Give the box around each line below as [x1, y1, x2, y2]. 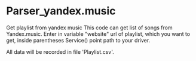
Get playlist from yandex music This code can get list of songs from [6, 24, 173, 31]
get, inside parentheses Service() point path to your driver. [6, 36, 151, 44]
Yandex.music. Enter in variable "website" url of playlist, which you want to [6, 30, 190, 37]
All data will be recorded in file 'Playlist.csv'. [6, 48, 115, 55]
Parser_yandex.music [6, 4, 116, 18]
